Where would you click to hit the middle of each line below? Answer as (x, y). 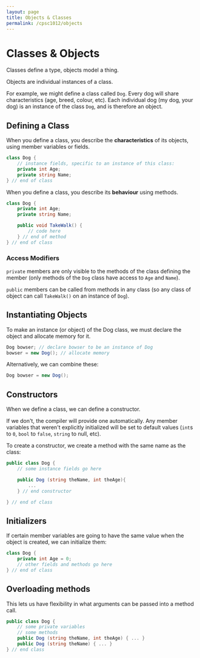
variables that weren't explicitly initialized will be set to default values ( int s (100, 427)
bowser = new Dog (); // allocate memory (58, 353)
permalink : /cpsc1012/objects (45, 23)
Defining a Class (38, 125)
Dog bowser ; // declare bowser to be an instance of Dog (80, 347)
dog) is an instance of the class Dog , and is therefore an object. (85, 106)
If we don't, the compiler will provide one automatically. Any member (92, 421)
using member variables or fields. (48, 147)
